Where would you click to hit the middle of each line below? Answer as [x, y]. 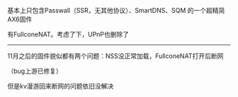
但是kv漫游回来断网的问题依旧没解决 [61, 86]
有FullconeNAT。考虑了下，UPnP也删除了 [68, 34]
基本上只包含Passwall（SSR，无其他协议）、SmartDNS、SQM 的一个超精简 [116, 10]
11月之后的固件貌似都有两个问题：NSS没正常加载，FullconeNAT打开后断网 [115, 56]
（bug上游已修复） [35, 71]
